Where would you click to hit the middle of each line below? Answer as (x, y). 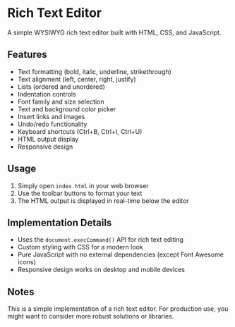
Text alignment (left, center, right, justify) (77, 79)
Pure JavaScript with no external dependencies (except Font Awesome (121, 254)
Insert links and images (51, 116)
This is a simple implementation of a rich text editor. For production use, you (118, 309)
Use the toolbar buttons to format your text (80, 193)
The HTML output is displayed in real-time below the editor (103, 200)
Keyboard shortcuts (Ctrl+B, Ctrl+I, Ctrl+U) (80, 131)
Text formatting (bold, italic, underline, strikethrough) (94, 71)
